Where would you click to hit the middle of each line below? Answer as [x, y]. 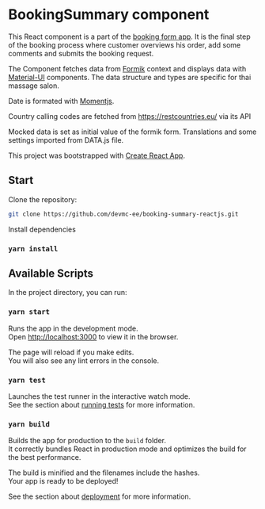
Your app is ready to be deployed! [63, 481]
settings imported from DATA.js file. [66, 140]
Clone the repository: [43, 199]
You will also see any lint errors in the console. [84, 360]
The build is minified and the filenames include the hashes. [104, 473]
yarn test [27, 380]
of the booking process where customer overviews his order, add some [125, 44]
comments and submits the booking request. [81, 53]
